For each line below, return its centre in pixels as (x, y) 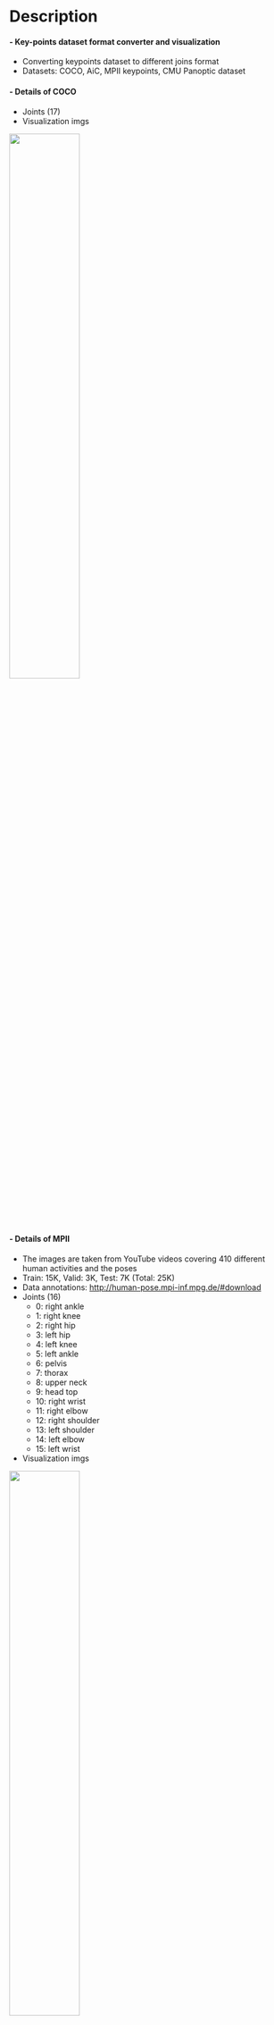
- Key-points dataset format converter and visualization (115, 41)
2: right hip (55, 1325)
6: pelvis (51, 1363)
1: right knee (58, 1315)
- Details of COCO (43, 91)
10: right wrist (61, 1401)
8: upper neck (61, 1382)
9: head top (57, 1391)
